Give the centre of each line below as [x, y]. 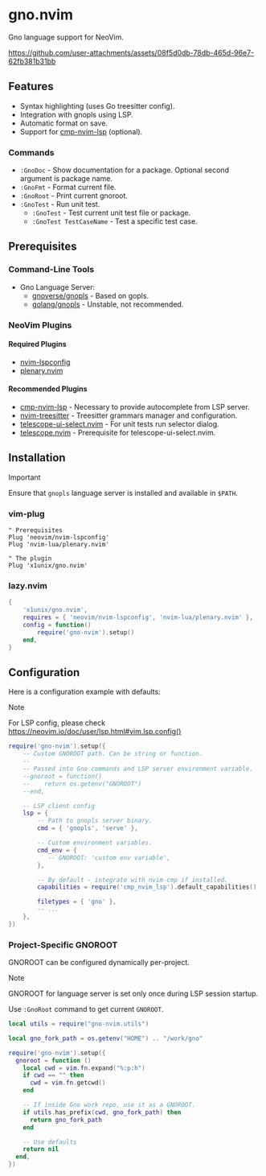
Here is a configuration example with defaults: [84, 692]
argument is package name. [66, 179]
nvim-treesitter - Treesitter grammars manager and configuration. [129, 415]
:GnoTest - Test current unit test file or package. [111, 213]
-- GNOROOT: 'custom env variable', [109, 858]
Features [31, 87]
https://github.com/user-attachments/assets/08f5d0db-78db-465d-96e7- [131, 52]
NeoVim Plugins [40, 325]
